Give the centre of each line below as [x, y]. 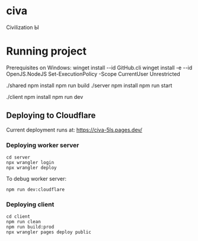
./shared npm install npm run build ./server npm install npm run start [89, 85]
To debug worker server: [36, 178]
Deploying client [30, 204]
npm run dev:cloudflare [36, 189]
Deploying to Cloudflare [51, 116]
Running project [47, 51]
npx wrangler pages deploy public [49, 232]
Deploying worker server [43, 145]
